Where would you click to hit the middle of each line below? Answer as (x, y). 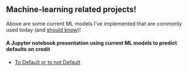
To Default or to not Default (47, 62)
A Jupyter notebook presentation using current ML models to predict (92, 43)
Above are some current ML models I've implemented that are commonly (94, 23)
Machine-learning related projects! (71, 10)
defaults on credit (28, 49)
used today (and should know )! (43, 30)
